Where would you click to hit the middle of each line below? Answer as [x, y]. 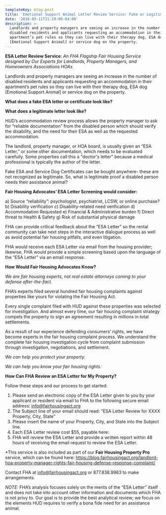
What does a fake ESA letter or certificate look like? [59, 102]
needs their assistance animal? [37, 182]
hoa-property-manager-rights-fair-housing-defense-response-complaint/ [80, 463]
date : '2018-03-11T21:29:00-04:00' [42, 19]
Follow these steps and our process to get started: [56, 386]
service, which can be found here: [40, 457]
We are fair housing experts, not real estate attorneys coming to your [76, 276]
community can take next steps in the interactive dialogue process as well [80, 232]
